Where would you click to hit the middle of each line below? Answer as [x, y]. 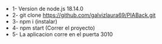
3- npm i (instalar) [35, 21]
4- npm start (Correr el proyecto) [54, 28]
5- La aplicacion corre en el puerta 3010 [62, 34]
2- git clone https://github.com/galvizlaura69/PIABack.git [84, 15]
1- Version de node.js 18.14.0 [48, 9]
